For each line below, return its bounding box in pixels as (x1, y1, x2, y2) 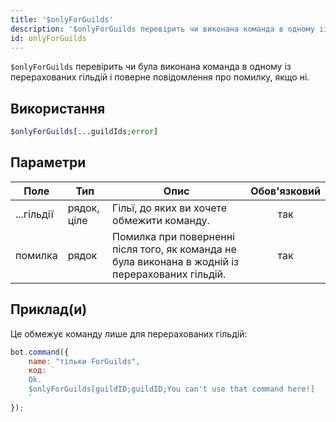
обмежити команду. (112, 213, 210, 227)
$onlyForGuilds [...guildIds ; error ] (10, 127, 159, 137)
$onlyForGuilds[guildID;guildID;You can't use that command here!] (28, 384, 315, 395)
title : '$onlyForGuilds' (10, 14, 114, 25)
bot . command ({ (10, 347, 70, 357)
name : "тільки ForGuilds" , (28, 356, 141, 366)
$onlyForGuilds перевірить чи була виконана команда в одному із (10, 61, 292, 73)
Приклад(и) (10, 301, 88, 318)
